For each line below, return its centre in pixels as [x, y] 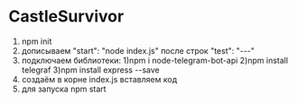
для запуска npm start [64, 89]
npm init [37, 41]
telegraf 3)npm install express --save [90, 70]
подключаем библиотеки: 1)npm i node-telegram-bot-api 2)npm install [155, 60]
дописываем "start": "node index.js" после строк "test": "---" [138, 50]
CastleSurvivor [66, 17]
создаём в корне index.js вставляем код [99, 79]
